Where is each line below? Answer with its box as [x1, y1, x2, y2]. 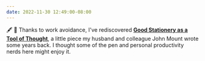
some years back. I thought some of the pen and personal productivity [6, 41, 184, 49]
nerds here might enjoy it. [6, 48, 71, 55]
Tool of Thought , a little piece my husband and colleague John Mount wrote [6, 35, 199, 42]
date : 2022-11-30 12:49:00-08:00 [6, 9, 92, 15]
